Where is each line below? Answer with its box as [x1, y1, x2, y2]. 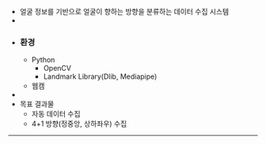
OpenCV [43, 64, 71, 73]
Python [31, 55, 55, 65]
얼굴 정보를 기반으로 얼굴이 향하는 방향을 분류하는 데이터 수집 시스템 [19, 7, 230, 16]
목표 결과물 [19, 99, 55, 109]
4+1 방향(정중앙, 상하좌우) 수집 [31, 119, 127, 128]
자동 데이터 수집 [31, 109, 81, 119]
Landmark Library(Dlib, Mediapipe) [43, 72, 158, 81]
